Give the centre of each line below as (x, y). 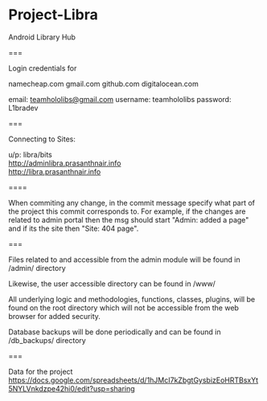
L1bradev (23, 108)
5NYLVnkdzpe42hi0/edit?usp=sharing (72, 388)
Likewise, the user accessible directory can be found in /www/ (112, 284)
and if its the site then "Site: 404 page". (74, 228)
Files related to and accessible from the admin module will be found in (124, 260)
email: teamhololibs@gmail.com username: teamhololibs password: (120, 99)
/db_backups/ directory (47, 340)
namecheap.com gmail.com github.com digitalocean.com (103, 84)
